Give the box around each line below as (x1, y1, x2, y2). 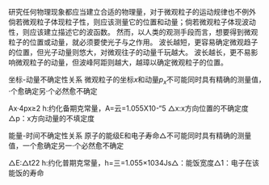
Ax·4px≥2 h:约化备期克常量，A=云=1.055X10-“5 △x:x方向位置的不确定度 (8, 103, 249, 113)
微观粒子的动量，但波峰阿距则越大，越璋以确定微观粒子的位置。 (15, 57, 228, 67)
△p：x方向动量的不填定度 (8, 113, 95, 123)
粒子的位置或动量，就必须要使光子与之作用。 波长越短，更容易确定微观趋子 (8, 37, 258, 47)
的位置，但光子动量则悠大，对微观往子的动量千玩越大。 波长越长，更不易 (8, 48, 251, 57)
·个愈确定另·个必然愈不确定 (8, 86, 99, 95)
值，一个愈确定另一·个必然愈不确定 (8, 141, 124, 150)
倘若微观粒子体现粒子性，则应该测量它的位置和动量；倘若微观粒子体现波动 (8, 17, 256, 27)
